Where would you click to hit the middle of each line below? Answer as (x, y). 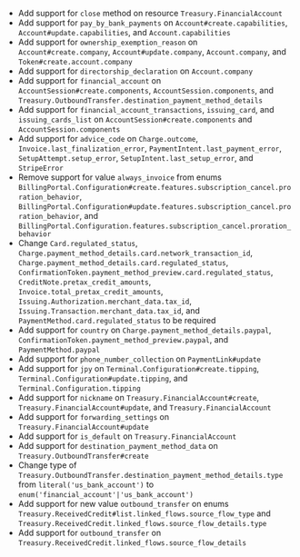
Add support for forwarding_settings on (94, 417)
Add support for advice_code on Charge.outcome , (108, 139)
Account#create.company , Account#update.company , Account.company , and (152, 52)
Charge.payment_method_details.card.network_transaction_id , (135, 253)
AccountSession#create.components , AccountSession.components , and (146, 90)
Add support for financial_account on (90, 80)
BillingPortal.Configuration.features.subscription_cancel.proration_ (155, 226)
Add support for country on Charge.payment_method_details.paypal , (145, 330)
